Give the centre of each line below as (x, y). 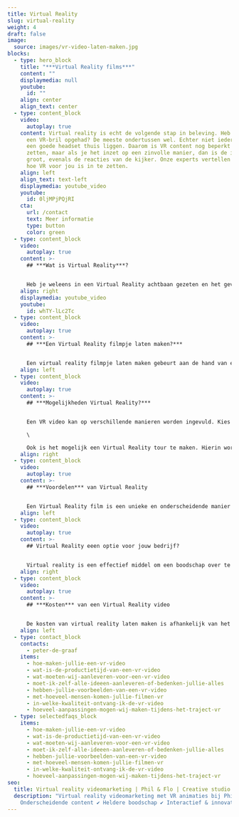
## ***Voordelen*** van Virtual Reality (87, 487)
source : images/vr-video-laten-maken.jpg (76, 47)
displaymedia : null (49, 80)
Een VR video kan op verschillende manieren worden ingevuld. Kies (128, 422)
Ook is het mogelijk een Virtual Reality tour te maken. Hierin (123, 448)
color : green (46, 232)
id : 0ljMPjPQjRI (50, 199)
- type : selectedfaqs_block (55, 717)
